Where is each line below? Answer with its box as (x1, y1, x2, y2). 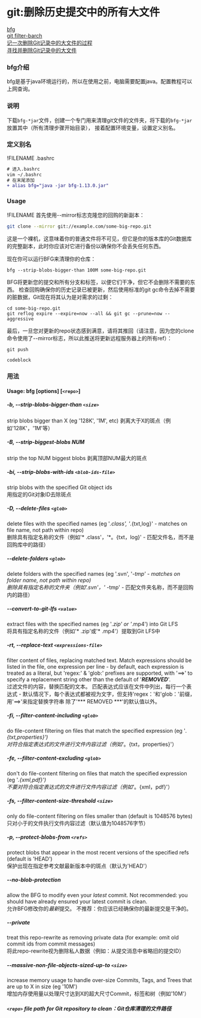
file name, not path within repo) (7, 526, 84, 533)
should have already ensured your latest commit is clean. (7, 898, 148, 905)
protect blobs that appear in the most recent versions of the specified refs (7, 848, 189, 856)
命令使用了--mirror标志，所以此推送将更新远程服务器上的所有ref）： (7, 334, 173, 342)
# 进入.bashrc (7, 166, 41, 172)
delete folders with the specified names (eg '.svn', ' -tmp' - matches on (7, 570, 181, 577)
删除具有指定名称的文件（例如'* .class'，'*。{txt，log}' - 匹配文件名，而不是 (7, 533, 194, 540)
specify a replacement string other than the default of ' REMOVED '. (7, 675, 171, 683)
